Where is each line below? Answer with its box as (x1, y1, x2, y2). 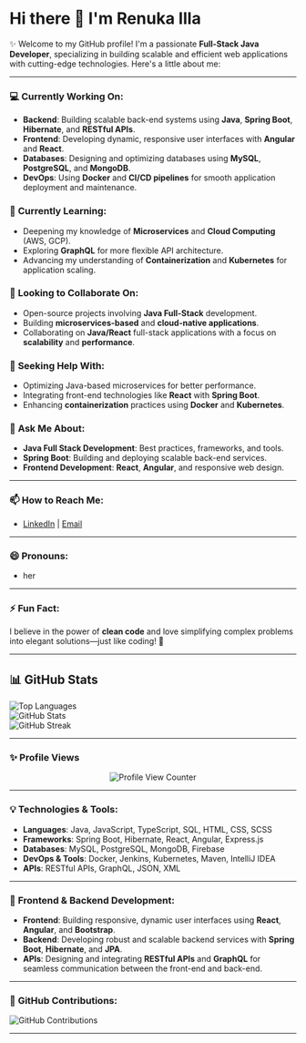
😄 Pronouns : (9, 549, 69, 562)
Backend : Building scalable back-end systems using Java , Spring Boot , (22, 114, 293, 126)
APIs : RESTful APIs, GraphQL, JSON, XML (22, 863, 181, 874)
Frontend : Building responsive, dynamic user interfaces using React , (22, 915, 281, 925)
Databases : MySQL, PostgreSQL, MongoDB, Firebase (22, 843, 225, 854)
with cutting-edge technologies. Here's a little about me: (9, 58, 221, 69)
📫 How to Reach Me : (9, 494, 105, 506)
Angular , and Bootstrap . (22, 925, 116, 936)
